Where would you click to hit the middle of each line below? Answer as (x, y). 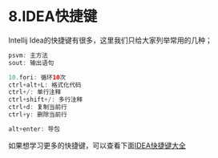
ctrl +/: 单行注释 (35, 92)
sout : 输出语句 (31, 63)
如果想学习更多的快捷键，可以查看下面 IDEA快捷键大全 (97, 145)
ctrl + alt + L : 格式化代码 (45, 85)
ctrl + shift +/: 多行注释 (45, 100)
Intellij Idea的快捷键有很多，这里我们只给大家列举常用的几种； (110, 40)
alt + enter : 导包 (34, 129)
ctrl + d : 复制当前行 (38, 107)
